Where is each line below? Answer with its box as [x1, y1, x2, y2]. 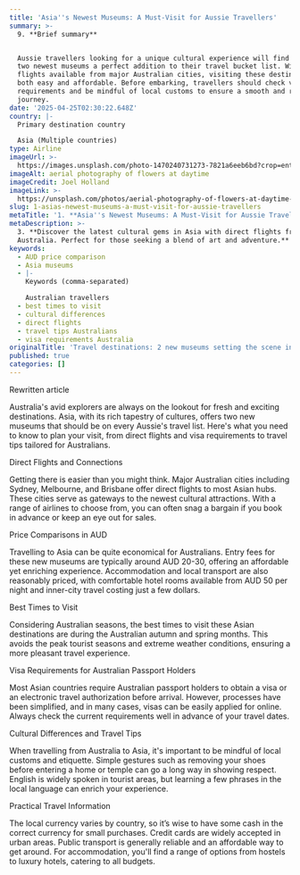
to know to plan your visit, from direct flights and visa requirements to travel [9, 429, 287, 440]
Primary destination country [17, 120, 126, 129]
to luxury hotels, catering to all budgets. [9, 855, 156, 866]
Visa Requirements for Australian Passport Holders [9, 664, 196, 675]
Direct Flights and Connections [9, 456, 123, 467]
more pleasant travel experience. [9, 647, 131, 658]
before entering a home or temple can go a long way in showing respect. [9, 764, 277, 775]
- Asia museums [17, 261, 74, 270]
